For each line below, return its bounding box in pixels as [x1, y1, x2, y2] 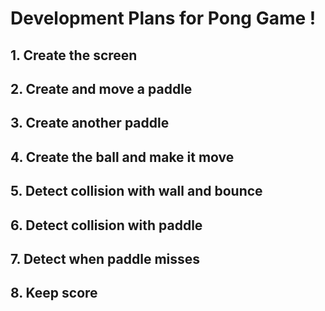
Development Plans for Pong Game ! [10, 7, 317, 30]
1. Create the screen [10, 47, 138, 64]
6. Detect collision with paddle [10, 217, 203, 234]
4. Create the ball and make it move [10, 148, 235, 166]
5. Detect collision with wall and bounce [10, 183, 263, 200]
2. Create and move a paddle [10, 80, 193, 97]
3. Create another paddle [10, 115, 170, 132]
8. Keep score [10, 285, 98, 302]
